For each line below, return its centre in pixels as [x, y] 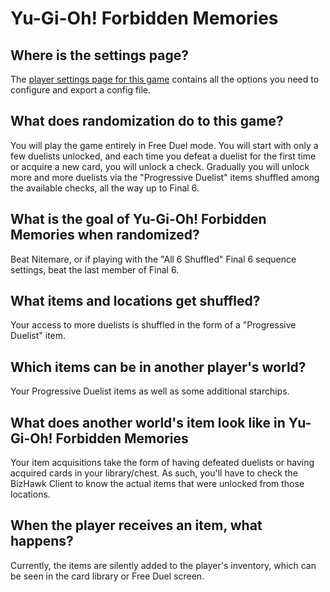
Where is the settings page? [99, 55]
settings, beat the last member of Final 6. [95, 269]
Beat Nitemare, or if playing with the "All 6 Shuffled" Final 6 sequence [153, 259]
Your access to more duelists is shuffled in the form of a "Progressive [153, 325]
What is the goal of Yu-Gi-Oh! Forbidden [138, 219]
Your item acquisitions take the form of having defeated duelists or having [162, 463]
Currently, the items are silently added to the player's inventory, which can [163, 565]
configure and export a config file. [81, 90]
